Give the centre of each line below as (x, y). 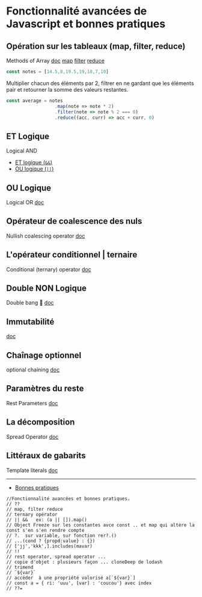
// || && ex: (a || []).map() (47, 520)
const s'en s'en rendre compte (45, 530)
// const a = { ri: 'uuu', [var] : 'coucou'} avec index (79, 583)
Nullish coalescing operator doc (46, 236)
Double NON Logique (47, 289)
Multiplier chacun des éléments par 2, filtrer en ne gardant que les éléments (100, 83)
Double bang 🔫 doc (30, 303)
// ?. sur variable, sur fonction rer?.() (62, 535)
